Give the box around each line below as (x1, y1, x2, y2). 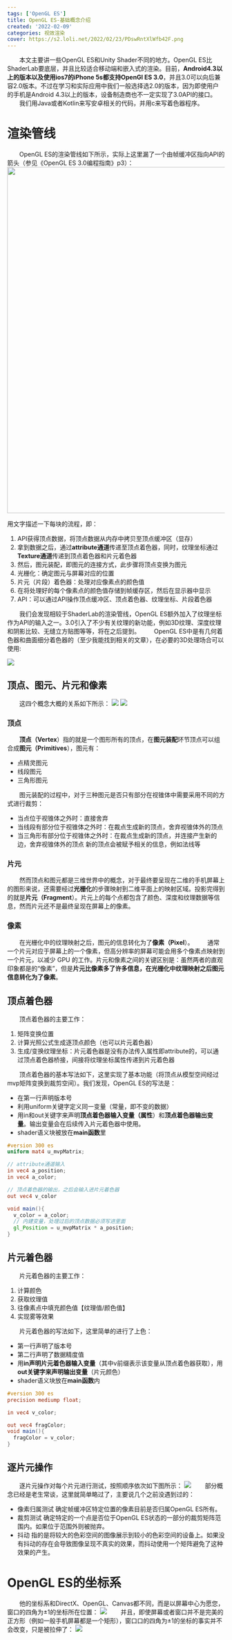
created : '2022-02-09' (7, 23, 72, 30)
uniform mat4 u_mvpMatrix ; (7, 1148, 85, 1155)
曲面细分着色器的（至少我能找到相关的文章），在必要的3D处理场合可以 (25, 636, 224, 644)
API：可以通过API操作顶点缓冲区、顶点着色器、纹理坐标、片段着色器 (17, 595, 213, 603)
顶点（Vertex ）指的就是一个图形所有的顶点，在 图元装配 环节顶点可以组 (19, 736, 221, 744)
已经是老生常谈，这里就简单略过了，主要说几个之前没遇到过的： (12, 1490, 195, 1498)
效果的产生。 (17, 1548, 54, 1556)
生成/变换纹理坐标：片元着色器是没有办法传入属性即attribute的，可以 (17, 1046, 213, 1055)
